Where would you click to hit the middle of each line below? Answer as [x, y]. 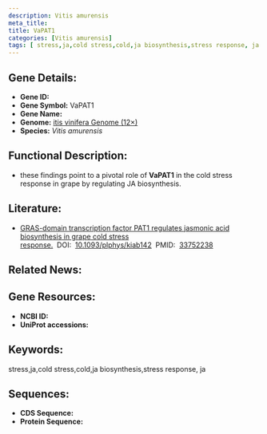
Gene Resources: [52, 297]
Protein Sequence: [52, 422]
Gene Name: [41, 113]
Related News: [45, 269]
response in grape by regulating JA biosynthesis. [100, 183]
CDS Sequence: [47, 413]
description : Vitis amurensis [59, 16]
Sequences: [39, 394]
